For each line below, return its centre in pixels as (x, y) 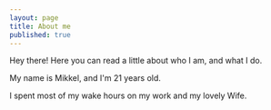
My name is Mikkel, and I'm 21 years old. (85, 78)
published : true (40, 35)
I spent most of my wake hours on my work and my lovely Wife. (128, 95)
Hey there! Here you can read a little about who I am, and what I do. (136, 61)
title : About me (40, 26)
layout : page (34, 18)
